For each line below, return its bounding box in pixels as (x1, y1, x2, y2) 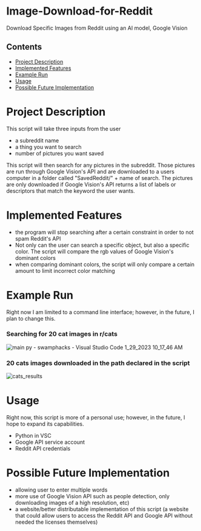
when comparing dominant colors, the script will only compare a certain (15, 261, 195, 268)
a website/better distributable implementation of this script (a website (15, 506, 189, 513)
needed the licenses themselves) (15, 518, 98, 526)
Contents (6, 42, 42, 52)
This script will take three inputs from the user (6, 125, 121, 132)
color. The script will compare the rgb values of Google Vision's (15, 247, 174, 255)
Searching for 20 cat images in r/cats (6, 330, 118, 338)
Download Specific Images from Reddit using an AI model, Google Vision (6, 24, 188, 32)
